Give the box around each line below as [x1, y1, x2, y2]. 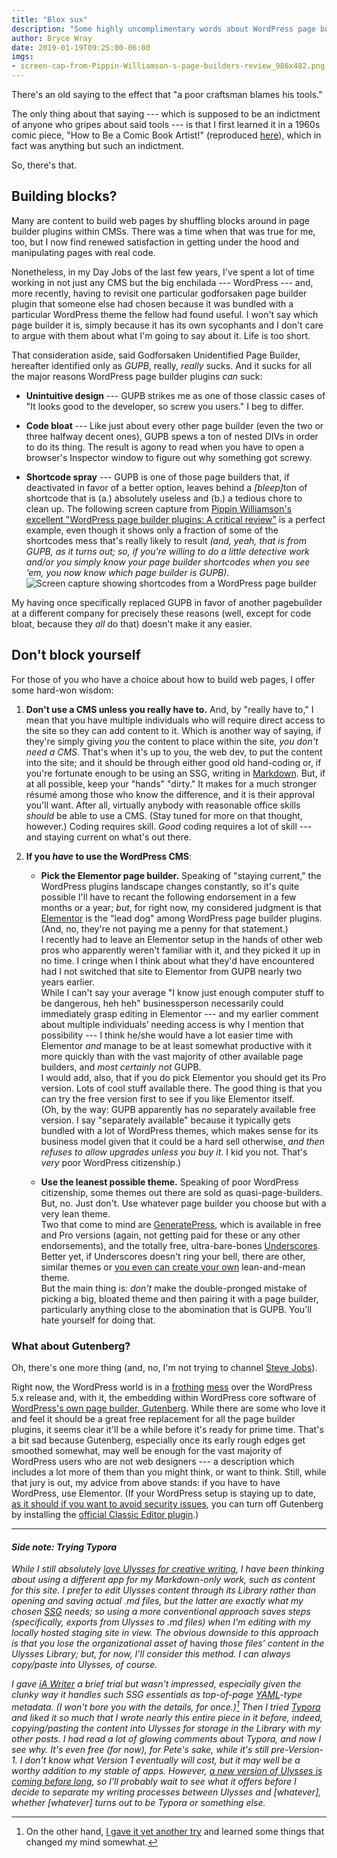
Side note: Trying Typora [11, 1541, 118, 1553]
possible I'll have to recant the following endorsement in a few [40, 891, 297, 903]
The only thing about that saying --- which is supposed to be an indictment [11, 108, 321, 120]
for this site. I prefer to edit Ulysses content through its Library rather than [11, 1584, 316, 1596]
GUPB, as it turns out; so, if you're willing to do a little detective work [25, 545, 310, 557]
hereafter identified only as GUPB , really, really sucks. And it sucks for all [11, 359, 313, 371]
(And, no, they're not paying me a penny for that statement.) [40, 922, 289, 935]
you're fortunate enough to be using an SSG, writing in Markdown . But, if [25, 767, 326, 779]
